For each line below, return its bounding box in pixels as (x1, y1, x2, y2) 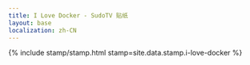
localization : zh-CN (8, 26, 78, 34)
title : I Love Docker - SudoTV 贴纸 (8, 11, 128, 20)
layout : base (8, 19, 52, 27)
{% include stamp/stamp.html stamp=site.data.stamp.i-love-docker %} (8, 48, 243, 58)
